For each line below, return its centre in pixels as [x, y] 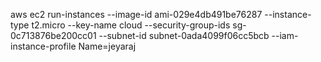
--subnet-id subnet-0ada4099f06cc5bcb [184, 35]
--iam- [285, 35]
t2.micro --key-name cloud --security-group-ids [131, 25]
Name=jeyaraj [107, 46]
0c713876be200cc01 [53, 35]
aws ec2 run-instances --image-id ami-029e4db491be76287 [136, 14]
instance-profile [43, 46]
